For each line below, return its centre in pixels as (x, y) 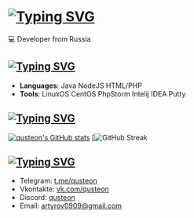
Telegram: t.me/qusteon (59, 181)
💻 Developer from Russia (49, 38)
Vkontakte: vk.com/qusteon (64, 189)
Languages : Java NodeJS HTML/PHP (81, 85)
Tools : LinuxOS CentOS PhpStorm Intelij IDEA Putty (102, 93)
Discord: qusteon (48, 198)
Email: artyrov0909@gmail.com (70, 206)
